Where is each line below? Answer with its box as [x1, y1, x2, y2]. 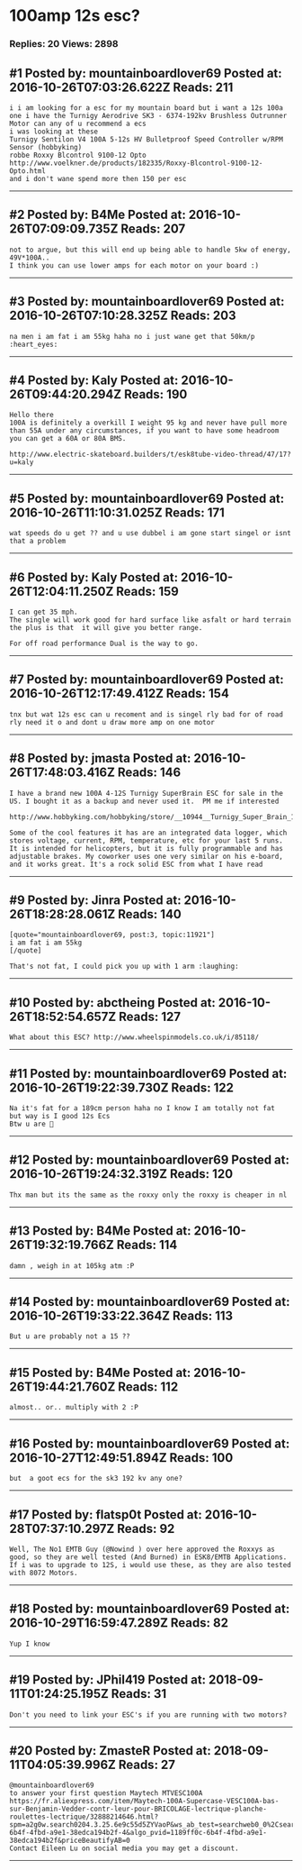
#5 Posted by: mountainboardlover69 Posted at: [9, 490, 285, 506]
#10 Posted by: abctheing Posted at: [9, 995, 216, 1010]
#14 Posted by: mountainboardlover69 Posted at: [9, 1294, 290, 1309]
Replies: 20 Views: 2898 [9, 38, 119, 50]
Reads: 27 [118, 1756, 176, 1772]
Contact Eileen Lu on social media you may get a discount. [9, 1844, 240, 1853]
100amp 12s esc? [9, 5, 141, 26]
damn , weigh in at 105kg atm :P [9, 1261, 135, 1271]
